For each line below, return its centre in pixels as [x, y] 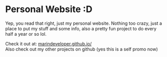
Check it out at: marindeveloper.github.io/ [49, 43]
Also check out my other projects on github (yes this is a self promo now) [81, 49]
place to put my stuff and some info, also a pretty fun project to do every [81, 28]
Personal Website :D [49, 9]
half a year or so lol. [26, 34]
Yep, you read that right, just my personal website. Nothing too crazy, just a [84, 23]
